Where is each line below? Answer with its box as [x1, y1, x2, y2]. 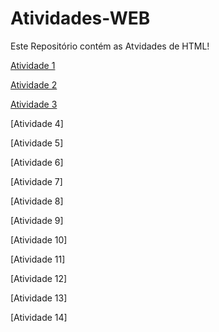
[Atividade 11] [10, 253, 66, 265]
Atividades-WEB [10, 7, 151, 30]
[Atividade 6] [10, 156, 64, 168]
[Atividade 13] [10, 292, 68, 304]
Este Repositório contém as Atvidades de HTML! [10, 40, 210, 52]
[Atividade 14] [10, 311, 68, 323]
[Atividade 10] [10, 233, 68, 246]
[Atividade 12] [10, 272, 68, 284]
